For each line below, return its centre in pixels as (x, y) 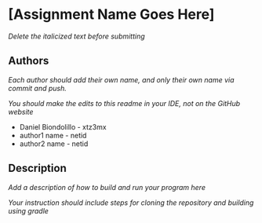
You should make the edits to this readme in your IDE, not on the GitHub (124, 103)
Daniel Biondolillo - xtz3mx (63, 126)
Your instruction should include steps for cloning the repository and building (131, 203)
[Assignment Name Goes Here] (111, 15)
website (21, 111)
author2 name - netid (54, 144)
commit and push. (37, 88)
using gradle (29, 210)
